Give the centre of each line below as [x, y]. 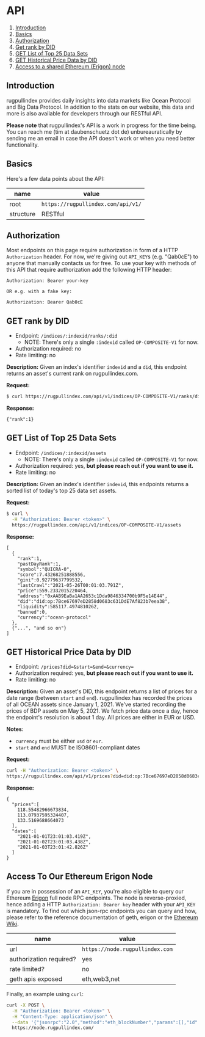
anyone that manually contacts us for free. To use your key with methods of [101, 263]
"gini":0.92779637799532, [50, 580]
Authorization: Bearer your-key [47, 281]
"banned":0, [32, 612]
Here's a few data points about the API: [56, 178]
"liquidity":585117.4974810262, [58, 606]
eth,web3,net [101, 979]
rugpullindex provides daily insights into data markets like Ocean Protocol [99, 100]
